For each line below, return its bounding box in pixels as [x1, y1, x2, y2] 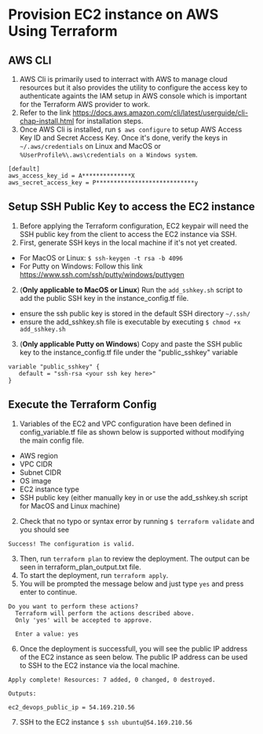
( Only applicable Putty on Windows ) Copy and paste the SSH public [19, 339, 243, 348]
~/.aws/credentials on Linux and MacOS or [19, 142, 162, 150]
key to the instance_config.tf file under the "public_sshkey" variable [19, 347, 238, 357]
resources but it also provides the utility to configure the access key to [19, 83, 248, 92]
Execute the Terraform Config [8, 398, 157, 411]
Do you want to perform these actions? [8, 602, 139, 610]
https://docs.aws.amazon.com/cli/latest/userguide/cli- [72, 108, 249, 117]
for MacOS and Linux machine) [19, 501, 120, 510]
